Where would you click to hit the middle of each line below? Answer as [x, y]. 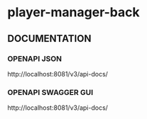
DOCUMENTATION [49, 39]
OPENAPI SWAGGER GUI [50, 92]
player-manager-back [73, 12]
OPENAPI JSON [35, 59]
